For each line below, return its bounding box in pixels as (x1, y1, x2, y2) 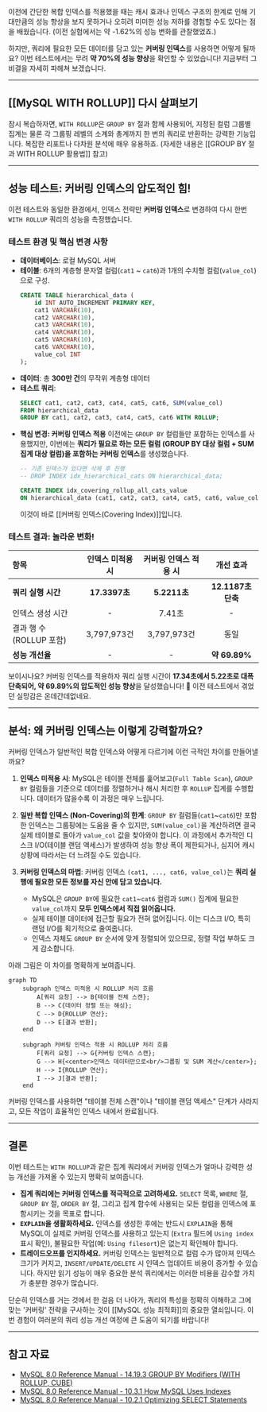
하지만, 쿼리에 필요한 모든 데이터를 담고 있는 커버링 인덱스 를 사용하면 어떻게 (8, 44, 241, 53)
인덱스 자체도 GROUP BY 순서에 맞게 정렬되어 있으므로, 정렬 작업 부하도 (31, 933, 247, 943)
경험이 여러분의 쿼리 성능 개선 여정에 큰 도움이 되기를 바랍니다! (16, 1314, 210, 1325)
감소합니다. (40, 943, 75, 953)
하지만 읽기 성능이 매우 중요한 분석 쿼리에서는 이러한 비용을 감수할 (37, 1268, 241, 1278)
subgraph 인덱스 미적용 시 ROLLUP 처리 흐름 (22, 985, 154, 992)
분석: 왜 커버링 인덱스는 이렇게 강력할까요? (8, 724, 203, 737)
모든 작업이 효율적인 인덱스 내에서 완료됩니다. (18, 1106, 159, 1116)
